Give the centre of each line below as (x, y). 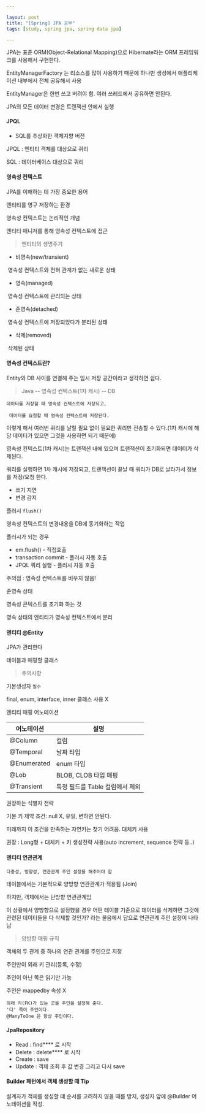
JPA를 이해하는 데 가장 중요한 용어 (47, 191)
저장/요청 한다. (30, 476)
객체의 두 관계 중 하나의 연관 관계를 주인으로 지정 (64, 952)
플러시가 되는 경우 (28, 537)
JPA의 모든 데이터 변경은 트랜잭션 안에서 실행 (60, 107)
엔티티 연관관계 (24, 857)
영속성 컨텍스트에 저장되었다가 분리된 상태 (58, 322)
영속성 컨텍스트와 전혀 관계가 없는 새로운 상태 (62, 270)
